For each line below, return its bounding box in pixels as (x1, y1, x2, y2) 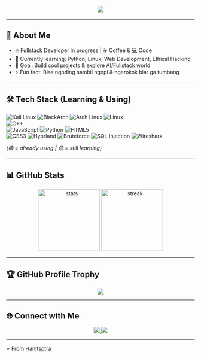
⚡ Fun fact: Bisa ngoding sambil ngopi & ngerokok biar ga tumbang (14, 68, 179, 75)
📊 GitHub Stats (6, 170, 65, 180)
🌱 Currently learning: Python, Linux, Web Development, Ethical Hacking (14, 55, 191, 62)
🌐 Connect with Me (6, 311, 80, 321)
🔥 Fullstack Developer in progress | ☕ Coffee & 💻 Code (14, 47, 153, 54)
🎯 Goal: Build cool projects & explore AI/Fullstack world (14, 62, 151, 69)
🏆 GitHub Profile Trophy (6, 269, 100, 280)
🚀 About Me (6, 31, 51, 41)
